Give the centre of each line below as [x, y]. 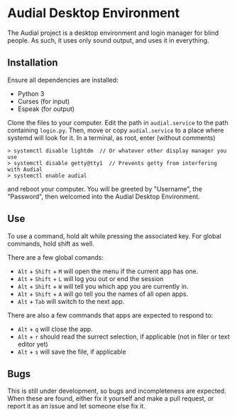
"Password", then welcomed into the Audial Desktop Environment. [104, 196]
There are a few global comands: [56, 257]
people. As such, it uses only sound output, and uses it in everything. [108, 40]
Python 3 [31, 93]
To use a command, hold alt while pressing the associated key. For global [114, 236]
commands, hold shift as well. [51, 243]
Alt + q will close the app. [55, 329]
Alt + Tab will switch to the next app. [71, 301]
